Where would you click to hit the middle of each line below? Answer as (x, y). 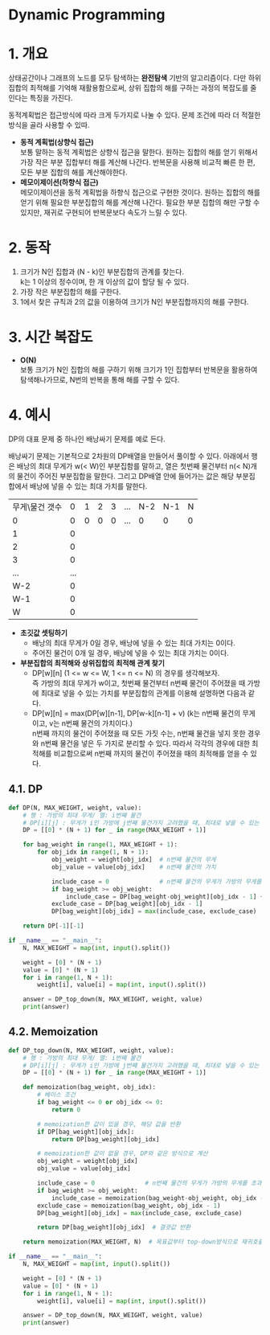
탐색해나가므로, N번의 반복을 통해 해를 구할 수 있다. (100, 380)
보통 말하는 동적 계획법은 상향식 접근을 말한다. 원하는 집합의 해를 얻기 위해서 (139, 152)
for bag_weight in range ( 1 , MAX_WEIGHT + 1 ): (100, 845)
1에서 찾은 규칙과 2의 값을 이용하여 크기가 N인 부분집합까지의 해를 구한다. (134, 302)
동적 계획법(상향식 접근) (57, 142)
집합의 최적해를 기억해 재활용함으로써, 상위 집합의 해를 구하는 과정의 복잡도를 (129, 88)
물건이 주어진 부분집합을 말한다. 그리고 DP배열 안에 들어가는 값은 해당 (125, 476)
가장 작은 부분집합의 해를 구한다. (70, 292)
